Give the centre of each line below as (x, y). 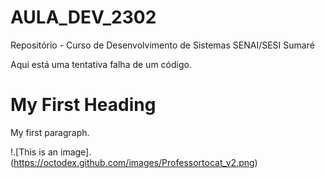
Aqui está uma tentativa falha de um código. (101, 64)
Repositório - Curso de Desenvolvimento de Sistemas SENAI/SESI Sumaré (162, 45)
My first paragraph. (50, 132)
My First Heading (83, 105)
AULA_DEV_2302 (83, 17)
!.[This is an (34, 152)
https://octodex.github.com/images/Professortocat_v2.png (134, 162)
